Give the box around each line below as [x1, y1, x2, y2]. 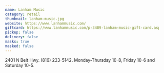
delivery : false [5, 35, 38, 40]
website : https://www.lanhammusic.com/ [5, 21, 86, 26]
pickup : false [5, 30, 34, 35]
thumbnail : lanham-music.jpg [5, 16, 64, 21]
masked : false [5, 44, 34, 49]
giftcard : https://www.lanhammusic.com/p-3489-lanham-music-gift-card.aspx [5, 25, 163, 30]
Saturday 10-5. [5, 62, 35, 68]
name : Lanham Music [5, 7, 45, 12]
